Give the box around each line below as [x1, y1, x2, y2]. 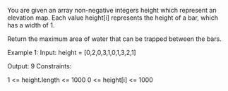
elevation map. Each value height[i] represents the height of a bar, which [7, 13, 219, 22]
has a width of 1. [7, 21, 55, 29]
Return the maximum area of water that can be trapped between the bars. [7, 35, 222, 43]
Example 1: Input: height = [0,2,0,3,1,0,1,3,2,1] [7, 49, 136, 56]
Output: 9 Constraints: [7, 62, 72, 70]
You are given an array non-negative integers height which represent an [7, 6, 217, 14]
